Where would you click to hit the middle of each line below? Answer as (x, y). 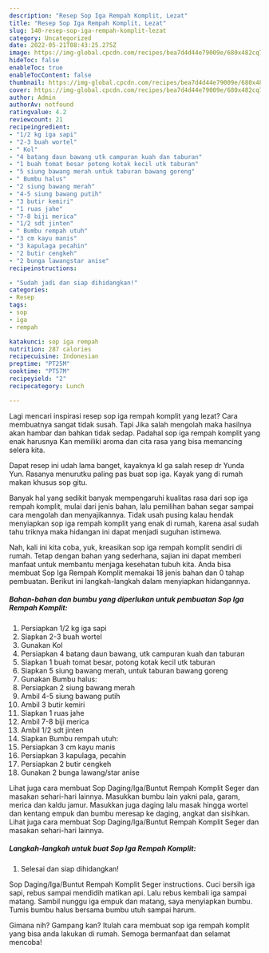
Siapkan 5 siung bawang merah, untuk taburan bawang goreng (124, 670)
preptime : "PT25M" (40, 364)
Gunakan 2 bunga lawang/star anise (80, 772)
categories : (29, 290)
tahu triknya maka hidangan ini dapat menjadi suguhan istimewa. (115, 531)
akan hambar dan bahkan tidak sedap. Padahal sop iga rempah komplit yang (135, 433)
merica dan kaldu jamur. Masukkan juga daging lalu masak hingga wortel (129, 804)
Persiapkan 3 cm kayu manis (68, 747)
